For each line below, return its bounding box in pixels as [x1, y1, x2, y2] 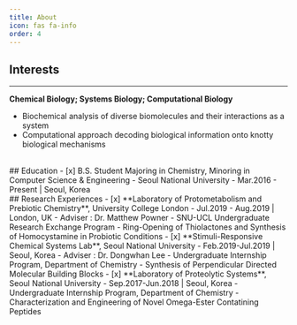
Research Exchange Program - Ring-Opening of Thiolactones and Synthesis [9, 222, 286, 232]
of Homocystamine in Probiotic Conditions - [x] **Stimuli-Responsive [9, 231, 263, 242]
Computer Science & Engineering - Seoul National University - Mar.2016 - [9, 175, 277, 185]
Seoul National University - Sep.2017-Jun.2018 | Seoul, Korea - [9, 278, 239, 289]
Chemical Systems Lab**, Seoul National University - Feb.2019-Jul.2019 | [9, 240, 276, 252]
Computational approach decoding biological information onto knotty [21, 130, 274, 140]
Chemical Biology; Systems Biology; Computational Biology [9, 94, 233, 104]
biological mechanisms [21, 139, 106, 150]
